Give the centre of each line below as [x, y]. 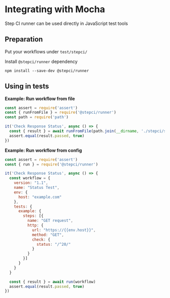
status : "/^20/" [54, 244]
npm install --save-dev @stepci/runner [47, 71]
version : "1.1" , [31, 183]
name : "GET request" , [50, 221]
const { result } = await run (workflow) [53, 282]
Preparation [24, 39]
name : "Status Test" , [37, 188]
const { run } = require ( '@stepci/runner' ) [52, 164]
